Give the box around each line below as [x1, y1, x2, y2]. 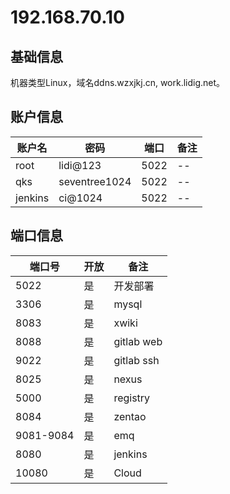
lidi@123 [58, 158, 102, 172]
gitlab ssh [113, 353, 160, 367]
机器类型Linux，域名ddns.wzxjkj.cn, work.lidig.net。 [10, 77, 226, 88]
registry [113, 391, 151, 405]
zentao [113, 409, 147, 423]
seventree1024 [58, 174, 132, 188]
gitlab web [113, 334, 163, 348]
